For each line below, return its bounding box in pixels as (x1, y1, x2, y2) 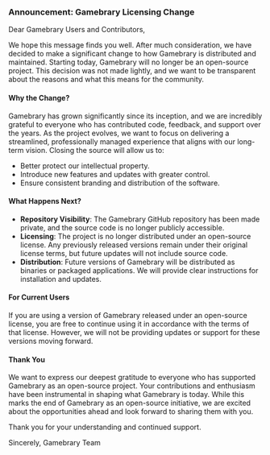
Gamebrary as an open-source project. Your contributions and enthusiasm (8, 381, 255, 391)
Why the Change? (8, 93, 70, 102)
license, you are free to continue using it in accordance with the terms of (8, 319, 250, 329)
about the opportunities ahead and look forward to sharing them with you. (8, 407, 254, 416)
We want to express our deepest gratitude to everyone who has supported (8, 373, 256, 383)
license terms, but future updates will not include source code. (19, 248, 228, 258)
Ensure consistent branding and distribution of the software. (19, 178, 220, 188)
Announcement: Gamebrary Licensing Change (8, 6, 195, 18)
